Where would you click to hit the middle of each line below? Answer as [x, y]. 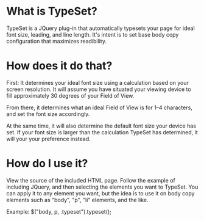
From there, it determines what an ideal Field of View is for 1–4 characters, [100, 107]
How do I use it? [47, 164]
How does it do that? [59, 66]
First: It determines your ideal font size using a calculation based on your [97, 82]
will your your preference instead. [49, 139]
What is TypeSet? [52, 11]
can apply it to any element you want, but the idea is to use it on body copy [100, 193]
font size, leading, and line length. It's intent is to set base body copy [93, 34]
